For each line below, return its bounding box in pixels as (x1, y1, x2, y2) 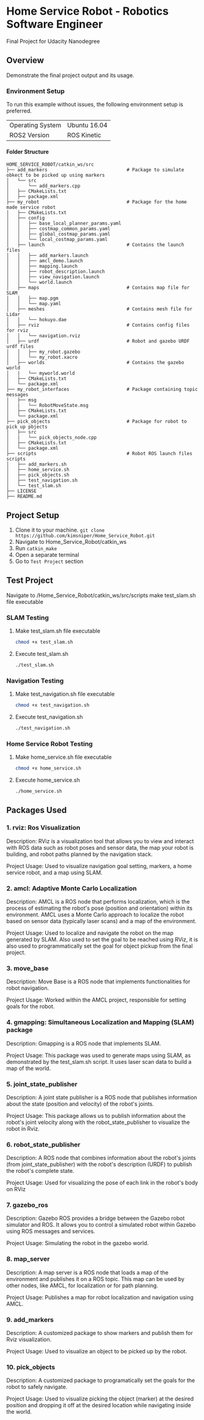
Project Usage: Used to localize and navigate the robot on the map (6, 929, 174, 937)
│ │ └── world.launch (6, 280, 72, 286)
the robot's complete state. (6, 1167, 75, 1175)
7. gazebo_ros (6, 1201, 49, 1210)
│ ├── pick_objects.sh (6, 472, 70, 478)
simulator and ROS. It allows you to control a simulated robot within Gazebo (6, 1221, 196, 1229)
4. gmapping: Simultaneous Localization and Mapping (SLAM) (6, 1018, 194, 1027)
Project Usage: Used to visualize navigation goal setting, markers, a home (6, 862, 192, 869)
